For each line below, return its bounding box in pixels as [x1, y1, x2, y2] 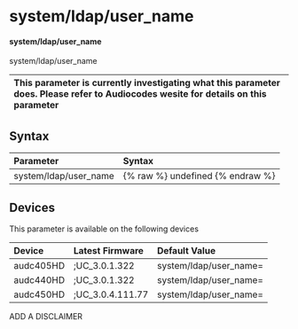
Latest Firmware [73, 245, 145, 257]
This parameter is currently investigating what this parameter [13, 77, 281, 90]
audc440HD [13, 274, 65, 286]
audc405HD [13, 260, 65, 272]
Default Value [156, 245, 216, 257]
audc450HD [13, 288, 65, 301]
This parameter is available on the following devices [9, 223, 200, 234]
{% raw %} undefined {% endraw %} [122, 170, 276, 183]
